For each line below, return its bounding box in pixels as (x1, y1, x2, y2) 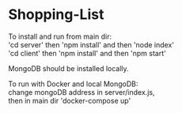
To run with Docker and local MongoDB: (8, 79, 138, 89)
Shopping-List (8, 6, 104, 24)
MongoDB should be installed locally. (8, 63, 129, 73)
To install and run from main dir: (8, 32, 112, 41)
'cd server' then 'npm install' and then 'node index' (8, 40, 174, 49)
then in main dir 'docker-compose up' (8, 96, 131, 105)
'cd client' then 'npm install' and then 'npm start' (8, 48, 166, 58)
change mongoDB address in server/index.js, (8, 87, 155, 96)
